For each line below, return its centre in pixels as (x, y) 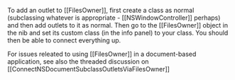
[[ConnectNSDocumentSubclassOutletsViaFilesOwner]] (89, 69)
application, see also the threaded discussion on (78, 62)
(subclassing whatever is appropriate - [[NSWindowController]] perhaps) (114, 18)
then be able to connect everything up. (64, 40)
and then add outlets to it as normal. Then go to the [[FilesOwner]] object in (118, 25)
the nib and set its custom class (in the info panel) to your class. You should (118, 33)
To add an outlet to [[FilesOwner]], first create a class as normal (101, 10)
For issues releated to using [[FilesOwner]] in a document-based (102, 54)
